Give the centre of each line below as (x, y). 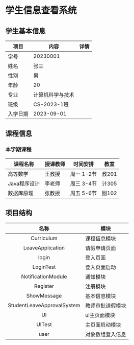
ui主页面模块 (100, 315)
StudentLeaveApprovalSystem (44, 305)
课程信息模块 (101, 238)
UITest (44, 324)
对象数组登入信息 (106, 334)
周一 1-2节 (84, 174)
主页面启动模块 (103, 325)
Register (44, 286)
